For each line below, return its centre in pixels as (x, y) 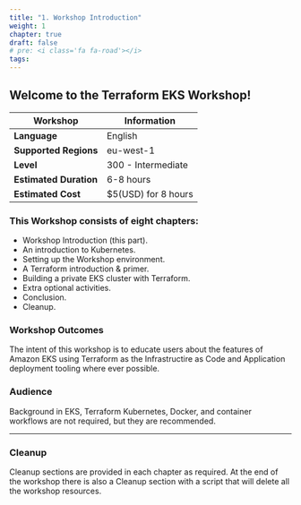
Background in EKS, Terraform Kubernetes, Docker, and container (131, 411)
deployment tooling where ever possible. (84, 369)
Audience (31, 392)
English (122, 135)
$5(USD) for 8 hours (150, 193)
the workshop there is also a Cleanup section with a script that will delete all (149, 481)
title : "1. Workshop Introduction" (76, 17)
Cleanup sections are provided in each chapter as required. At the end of (144, 472)
